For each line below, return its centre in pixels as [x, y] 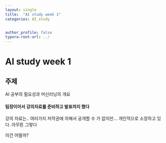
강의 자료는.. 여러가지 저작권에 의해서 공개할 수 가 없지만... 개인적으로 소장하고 [81, 119]
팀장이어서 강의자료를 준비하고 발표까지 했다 [47, 106]
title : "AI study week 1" [33, 14]
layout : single [21, 10]
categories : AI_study [28, 19]
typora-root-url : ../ [28, 37]
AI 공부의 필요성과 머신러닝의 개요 [38, 94]
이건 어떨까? [17, 136]
